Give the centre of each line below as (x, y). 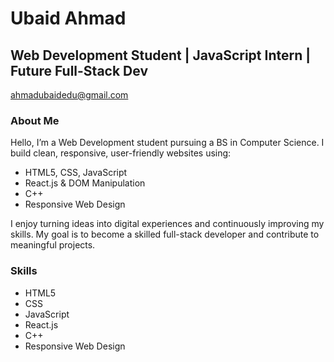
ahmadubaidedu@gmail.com (69, 95)
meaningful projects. (53, 245)
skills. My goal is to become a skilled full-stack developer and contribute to (165, 234)
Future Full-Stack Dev (79, 70)
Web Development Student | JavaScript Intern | (161, 55)
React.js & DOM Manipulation (85, 183)
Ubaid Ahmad (68, 18)
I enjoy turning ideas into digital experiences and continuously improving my (167, 224)
